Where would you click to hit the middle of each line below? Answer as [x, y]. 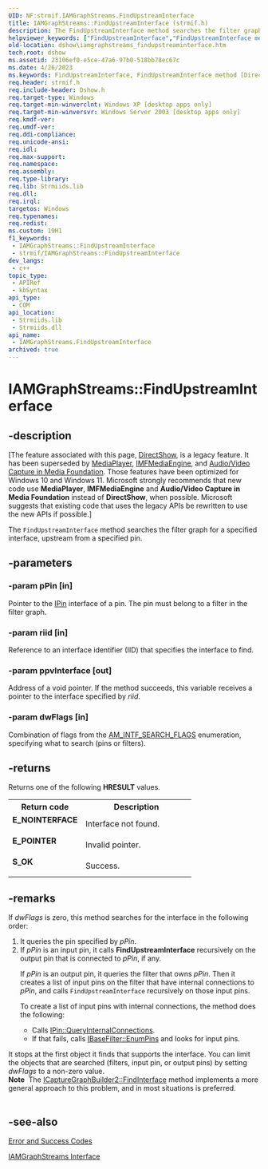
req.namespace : [33, 164]
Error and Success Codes [51, 1141]
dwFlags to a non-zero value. [57, 1072]
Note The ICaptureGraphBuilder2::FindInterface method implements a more [134, 1080]
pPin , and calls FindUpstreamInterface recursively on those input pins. [135, 991]
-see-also [33, 1121]
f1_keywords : [30, 239]
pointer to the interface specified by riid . [75, 696]
